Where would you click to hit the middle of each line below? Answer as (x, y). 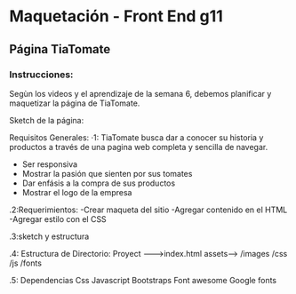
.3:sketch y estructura (49, 236)
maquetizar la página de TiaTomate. (75, 103)
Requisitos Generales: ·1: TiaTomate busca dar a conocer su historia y (136, 137)
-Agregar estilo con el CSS (58, 219)
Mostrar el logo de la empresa (77, 192)
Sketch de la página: (47, 120)
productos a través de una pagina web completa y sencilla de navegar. (139, 147)
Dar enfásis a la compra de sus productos (99, 183)
